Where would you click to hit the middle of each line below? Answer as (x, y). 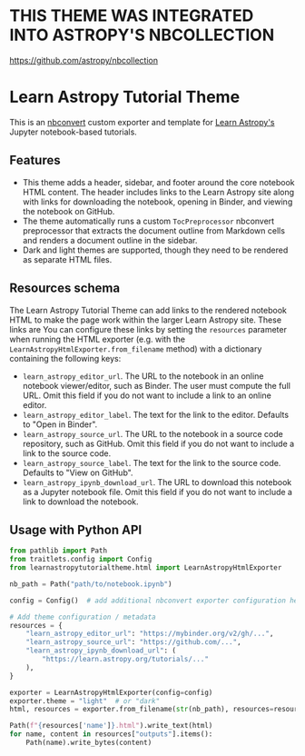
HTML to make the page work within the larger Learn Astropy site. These (146, 320)
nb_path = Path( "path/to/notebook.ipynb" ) (91, 584)
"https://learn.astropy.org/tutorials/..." (125, 660)
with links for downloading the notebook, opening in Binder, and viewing (157, 202)
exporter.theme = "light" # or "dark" (85, 701)
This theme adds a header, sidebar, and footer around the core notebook (158, 182)
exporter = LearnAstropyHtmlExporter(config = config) (111, 692)
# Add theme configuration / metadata (83, 617)
